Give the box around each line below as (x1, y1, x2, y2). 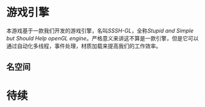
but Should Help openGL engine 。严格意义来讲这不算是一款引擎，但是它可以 (6, 34, 199, 42)
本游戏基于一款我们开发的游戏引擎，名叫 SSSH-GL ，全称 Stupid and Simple (6, 27, 194, 34)
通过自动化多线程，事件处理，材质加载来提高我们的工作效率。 (6, 42, 162, 50)
